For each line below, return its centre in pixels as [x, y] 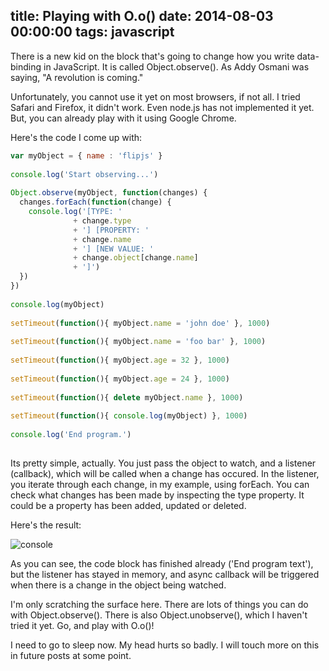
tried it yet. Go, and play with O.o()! [82, 625]
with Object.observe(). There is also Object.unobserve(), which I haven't [159, 615]
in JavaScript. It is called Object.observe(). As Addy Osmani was [176, 66]
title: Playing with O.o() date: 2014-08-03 [142, 16]
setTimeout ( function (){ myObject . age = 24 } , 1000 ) [120, 379]
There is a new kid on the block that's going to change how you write [152, 56]
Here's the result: [46, 525]
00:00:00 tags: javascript [92, 32]
